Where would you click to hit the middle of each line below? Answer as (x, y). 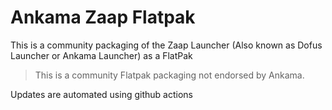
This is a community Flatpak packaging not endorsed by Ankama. (169, 75)
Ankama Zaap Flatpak (103, 17)
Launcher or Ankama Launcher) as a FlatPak (101, 55)
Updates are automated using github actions (101, 94)
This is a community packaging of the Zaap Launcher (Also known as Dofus (166, 45)
